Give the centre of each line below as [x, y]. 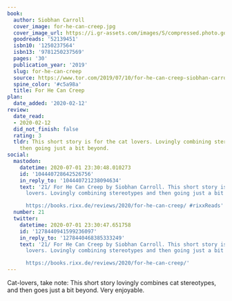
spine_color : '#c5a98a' [47, 84]
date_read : [29, 116]
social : [18, 155]
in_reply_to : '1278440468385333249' [72, 238]
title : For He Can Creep [49, 90]
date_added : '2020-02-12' [51, 104]
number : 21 [29, 212]
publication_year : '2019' [51, 65]
